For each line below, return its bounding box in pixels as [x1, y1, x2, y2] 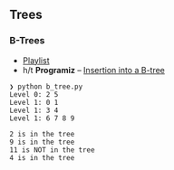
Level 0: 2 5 [9, 90, 59, 99]
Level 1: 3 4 [9, 106, 59, 115]
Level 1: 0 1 [9, 98, 59, 107]
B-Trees [9, 34, 45, 47]
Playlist [22, 54, 50, 66]
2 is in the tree [9, 129, 75, 138]
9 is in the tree [9, 137, 75, 146]
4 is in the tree [9, 153, 75, 162]
